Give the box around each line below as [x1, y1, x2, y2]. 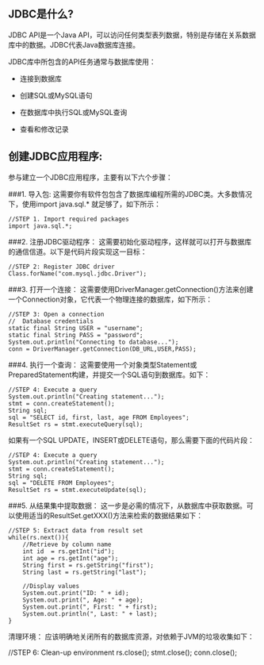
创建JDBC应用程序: [8, 150, 103, 163]
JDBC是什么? [8, 7, 74, 21]
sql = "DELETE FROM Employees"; [8, 479, 115, 486]
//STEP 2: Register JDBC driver [8, 263, 115, 271]
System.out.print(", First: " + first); [22, 602, 158, 611]
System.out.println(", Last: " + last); [22, 609, 158, 617]
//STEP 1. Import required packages [8, 215, 129, 223]
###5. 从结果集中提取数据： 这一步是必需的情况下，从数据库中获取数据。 [8, 501, 247, 510]
